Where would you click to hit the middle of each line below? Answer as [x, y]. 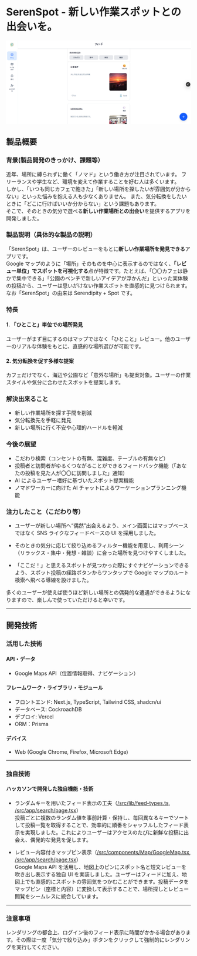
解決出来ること [27, 399]
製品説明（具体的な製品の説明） [51, 235]
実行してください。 [39, 947]
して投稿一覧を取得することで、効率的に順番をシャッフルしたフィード [99, 825]
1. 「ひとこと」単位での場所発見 [45, 325]
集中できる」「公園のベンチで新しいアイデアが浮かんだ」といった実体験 [102, 278]
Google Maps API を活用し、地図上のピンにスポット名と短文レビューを [100, 867]
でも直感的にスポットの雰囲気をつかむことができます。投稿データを [107, 882]
